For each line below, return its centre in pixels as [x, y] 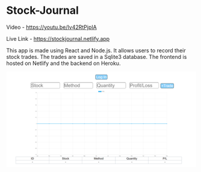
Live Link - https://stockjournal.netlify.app [58, 38]
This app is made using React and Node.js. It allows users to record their [96, 50]
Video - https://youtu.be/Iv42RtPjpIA [52, 27]
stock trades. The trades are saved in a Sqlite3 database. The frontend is [97, 57]
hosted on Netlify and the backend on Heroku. [63, 63]
